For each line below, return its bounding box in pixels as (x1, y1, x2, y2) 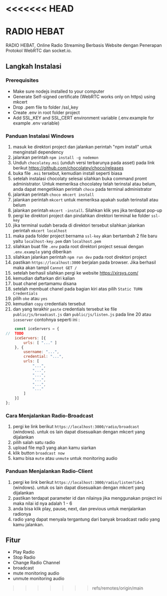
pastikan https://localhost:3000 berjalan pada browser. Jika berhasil (12, 260, 156, 266)
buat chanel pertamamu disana (12, 281, 77, 287)
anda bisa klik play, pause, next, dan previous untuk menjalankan (12, 505, 146, 511)
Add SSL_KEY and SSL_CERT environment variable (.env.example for (12, 115, 155, 121)
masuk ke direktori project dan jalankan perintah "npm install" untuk (12, 144, 152, 150)
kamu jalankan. (12, 521, 44, 527)
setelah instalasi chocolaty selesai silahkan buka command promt (12, 175, 147, 182)
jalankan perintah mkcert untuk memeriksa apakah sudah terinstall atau (12, 197, 159, 203)
